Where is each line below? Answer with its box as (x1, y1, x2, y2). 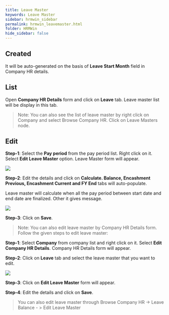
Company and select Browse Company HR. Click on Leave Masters (17, 117, 158, 123)
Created (5, 50, 31, 58)
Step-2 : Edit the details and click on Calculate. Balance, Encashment (5, 175, 151, 181)
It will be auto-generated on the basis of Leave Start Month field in (5, 63, 145, 69)
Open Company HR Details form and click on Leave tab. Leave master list (5, 97, 159, 103)
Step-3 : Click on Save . (5, 215, 53, 221)
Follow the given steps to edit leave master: (17, 230, 108, 236)
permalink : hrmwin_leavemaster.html (5, 21, 82, 27)
